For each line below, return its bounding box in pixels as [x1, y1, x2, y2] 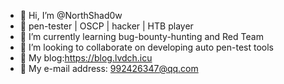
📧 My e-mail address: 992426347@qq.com [19, 63, 199, 74]
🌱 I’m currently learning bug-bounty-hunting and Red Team [19, 31, 264, 42]
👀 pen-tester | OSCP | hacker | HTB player [19, 20, 194, 32]
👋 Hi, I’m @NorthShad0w [19, 10, 123, 21]
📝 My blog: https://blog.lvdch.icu [19, 52, 153, 64]
